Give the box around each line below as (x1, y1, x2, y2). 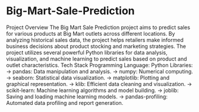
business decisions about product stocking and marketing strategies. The (6, 43, 187, 50)
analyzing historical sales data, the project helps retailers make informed (6, 36, 184, 43)
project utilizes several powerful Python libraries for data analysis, (6, 49, 168, 56)
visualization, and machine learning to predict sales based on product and (6, 55, 187, 62)
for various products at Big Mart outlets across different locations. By (6, 30, 175, 37)
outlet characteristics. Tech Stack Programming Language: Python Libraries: (6, 61, 193, 69)
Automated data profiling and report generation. (6, 99, 124, 106)
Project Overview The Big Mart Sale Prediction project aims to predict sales (6, 24, 191, 31)
